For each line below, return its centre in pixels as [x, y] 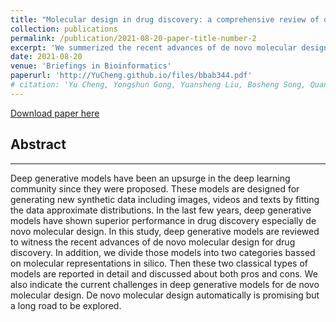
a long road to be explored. [66, 305]
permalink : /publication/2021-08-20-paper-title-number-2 [133, 38]
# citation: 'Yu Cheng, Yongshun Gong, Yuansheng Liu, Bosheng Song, [158, 85]
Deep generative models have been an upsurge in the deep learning [150, 178]
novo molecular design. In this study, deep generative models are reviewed [165, 231]
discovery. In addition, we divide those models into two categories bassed [163, 252]
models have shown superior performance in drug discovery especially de [163, 220]
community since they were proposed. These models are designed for [155, 188]
